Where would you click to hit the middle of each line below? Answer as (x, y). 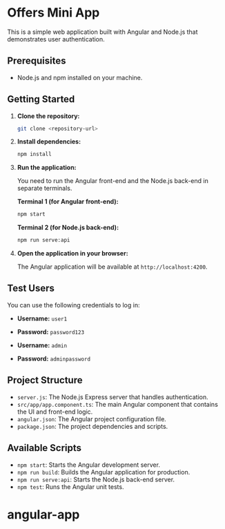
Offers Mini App (53, 13)
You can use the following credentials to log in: (74, 305)
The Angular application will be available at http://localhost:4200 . (112, 267)
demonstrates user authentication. (56, 39)
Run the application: (47, 168)
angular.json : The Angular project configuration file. (92, 419)
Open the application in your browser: (73, 253)
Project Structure (45, 380)
